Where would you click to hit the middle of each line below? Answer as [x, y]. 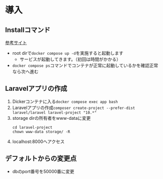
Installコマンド [28, 30]
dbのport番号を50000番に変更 [43, 171]
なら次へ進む [25, 72]
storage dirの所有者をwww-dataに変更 [51, 118]
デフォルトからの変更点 [41, 159]
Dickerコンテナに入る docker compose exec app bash [65, 101]
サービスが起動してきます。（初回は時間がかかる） [70, 59]
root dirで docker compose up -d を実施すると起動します [68, 53]
